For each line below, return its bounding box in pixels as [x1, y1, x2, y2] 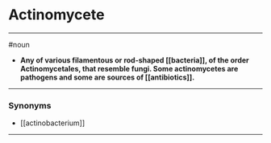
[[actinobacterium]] [19, 118, 85, 128]
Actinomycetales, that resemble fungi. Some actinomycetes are [19, 63, 239, 73]
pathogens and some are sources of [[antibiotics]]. [19, 72, 195, 82]
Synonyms [8, 100, 52, 111]
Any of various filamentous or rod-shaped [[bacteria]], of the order [19, 55, 250, 65]
